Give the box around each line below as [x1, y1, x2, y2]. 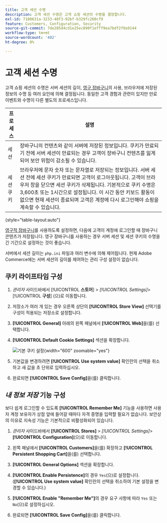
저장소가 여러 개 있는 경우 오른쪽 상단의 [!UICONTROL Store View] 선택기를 [12, 303, 162, 309]
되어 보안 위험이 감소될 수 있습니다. [19, 157, 97, 164]
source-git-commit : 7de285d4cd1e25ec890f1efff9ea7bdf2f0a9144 [5, 26, 137, 31]
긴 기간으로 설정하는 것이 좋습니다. [5, 240, 72, 246]
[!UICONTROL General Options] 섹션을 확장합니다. [12, 462, 114, 468]
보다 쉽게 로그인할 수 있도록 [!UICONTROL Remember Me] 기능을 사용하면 [5, 405, 153, 411]
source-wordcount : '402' [5, 35, 57, 40]
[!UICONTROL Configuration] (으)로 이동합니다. [12, 434, 108, 440]
